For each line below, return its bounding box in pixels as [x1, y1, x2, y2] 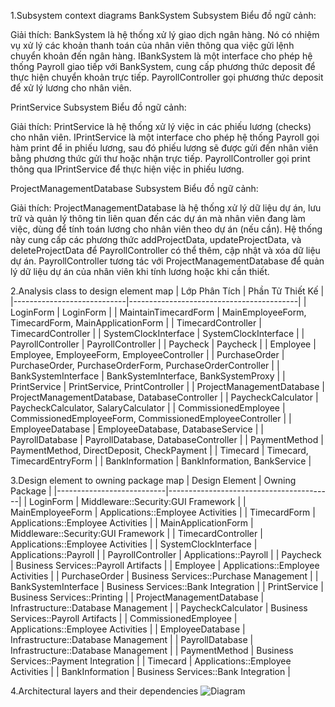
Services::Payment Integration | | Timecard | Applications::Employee [10, 655, 292, 667]
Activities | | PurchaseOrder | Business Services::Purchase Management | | [10, 570, 319, 582]
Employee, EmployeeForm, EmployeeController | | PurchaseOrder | [10, 349, 285, 360]
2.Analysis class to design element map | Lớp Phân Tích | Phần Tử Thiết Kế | [10, 285, 325, 297]
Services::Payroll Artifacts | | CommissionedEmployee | [10, 613, 238, 624]
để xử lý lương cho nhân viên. [10, 82, 132, 94]
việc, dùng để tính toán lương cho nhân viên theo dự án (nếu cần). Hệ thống [10, 223, 323, 235]
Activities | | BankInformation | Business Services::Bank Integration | [10, 666, 291, 677]
